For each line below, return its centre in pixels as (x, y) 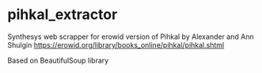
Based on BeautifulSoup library (58, 60)
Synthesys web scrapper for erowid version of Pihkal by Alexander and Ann (131, 36)
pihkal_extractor (63, 15)
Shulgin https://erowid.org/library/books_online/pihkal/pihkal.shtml (116, 44)
